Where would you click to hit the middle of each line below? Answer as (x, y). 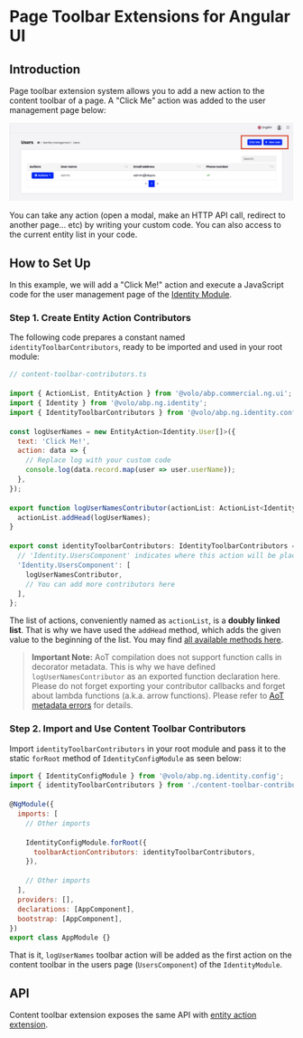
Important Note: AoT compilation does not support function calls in (156, 657)
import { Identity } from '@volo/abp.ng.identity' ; (108, 403)
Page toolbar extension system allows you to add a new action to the (137, 91)
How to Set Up (50, 263)
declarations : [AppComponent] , (76, 909)
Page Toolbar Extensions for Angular (150, 17)
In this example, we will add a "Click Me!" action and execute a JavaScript (147, 285)
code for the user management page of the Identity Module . (121, 295)
